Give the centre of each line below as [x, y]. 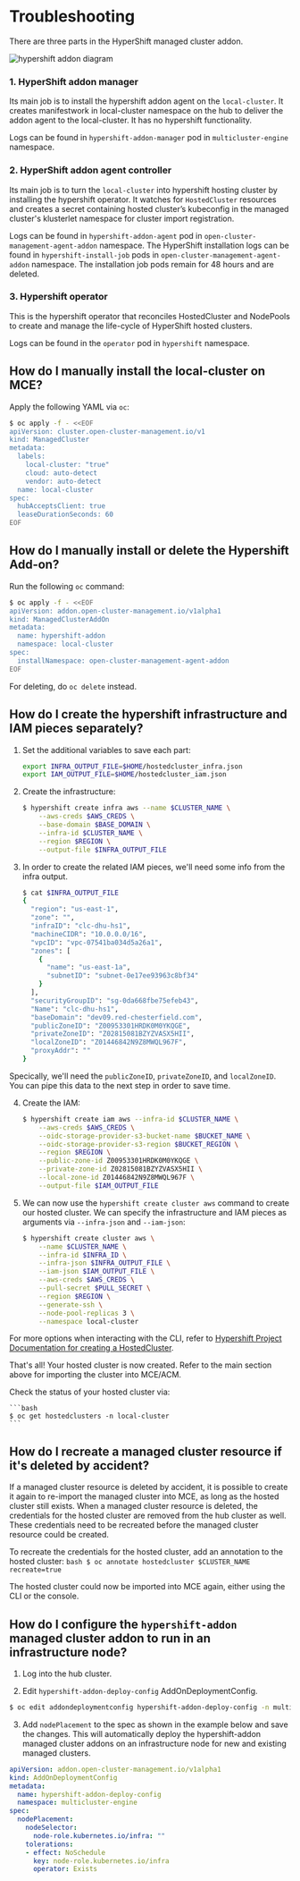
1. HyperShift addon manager [74, 81]
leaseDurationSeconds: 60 [66, 515]
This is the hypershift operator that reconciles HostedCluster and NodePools [150, 316]
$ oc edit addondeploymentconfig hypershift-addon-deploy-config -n [139, 1707]
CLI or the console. [44, 1596]
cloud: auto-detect [62, 473]
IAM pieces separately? [76, 729]
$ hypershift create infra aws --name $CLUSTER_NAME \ [126, 808]
